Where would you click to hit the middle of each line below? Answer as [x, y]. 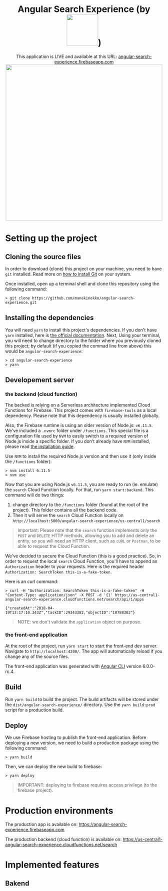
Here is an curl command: [32, 581]
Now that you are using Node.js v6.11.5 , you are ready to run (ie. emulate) [82, 484]
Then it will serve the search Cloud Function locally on [68, 515]
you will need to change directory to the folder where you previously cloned [83, 340]
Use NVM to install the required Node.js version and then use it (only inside [81, 456]
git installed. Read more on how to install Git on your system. [68, 274]
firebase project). [35, 790]
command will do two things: [35, 495]
